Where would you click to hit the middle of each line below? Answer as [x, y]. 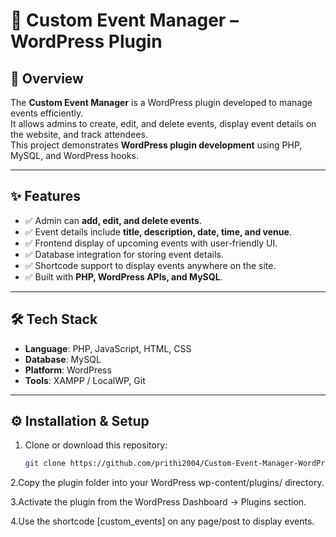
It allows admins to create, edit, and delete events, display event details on [163, 123]
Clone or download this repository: [96, 445]
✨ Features [45, 196]
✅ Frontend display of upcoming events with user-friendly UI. [151, 243]
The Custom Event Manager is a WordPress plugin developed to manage [161, 102]
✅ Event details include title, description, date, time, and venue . [158, 231]
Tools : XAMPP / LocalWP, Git [85, 380]
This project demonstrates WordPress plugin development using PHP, [156, 145]
